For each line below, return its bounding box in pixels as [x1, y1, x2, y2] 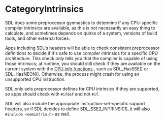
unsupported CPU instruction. [5, 76, 66, 82]
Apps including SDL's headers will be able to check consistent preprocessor [5, 45, 160, 51]
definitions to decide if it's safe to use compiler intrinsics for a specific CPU [5, 50, 158, 56]
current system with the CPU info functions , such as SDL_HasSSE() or [5, 65, 149, 72]
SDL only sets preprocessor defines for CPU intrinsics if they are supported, [5, 86, 160, 91]
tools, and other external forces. [5, 35, 70, 41]
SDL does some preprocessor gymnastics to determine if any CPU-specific [5, 20, 158, 26]
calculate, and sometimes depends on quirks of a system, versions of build [5, 30, 158, 36]
